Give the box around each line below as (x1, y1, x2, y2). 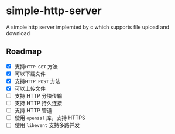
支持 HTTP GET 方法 (14, 63, 58, 70)
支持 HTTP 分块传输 (14, 92, 63, 99)
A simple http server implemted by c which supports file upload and (6, 23, 170, 30)
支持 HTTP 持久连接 (14, 99, 63, 106)
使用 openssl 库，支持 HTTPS (14, 114, 86, 121)
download (6, 29, 30, 36)
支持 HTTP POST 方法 (14, 77, 61, 84)
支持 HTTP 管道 (14, 107, 53, 114)
